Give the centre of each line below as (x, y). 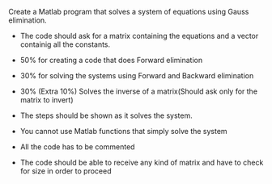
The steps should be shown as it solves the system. (106, 115)
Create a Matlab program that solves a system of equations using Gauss (129, 12)
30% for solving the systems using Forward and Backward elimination (137, 75)
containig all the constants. (65, 44)
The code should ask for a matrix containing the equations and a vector (139, 36)
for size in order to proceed (66, 171)
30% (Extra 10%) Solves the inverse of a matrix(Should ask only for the (138, 91)
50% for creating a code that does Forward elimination (111, 60)
